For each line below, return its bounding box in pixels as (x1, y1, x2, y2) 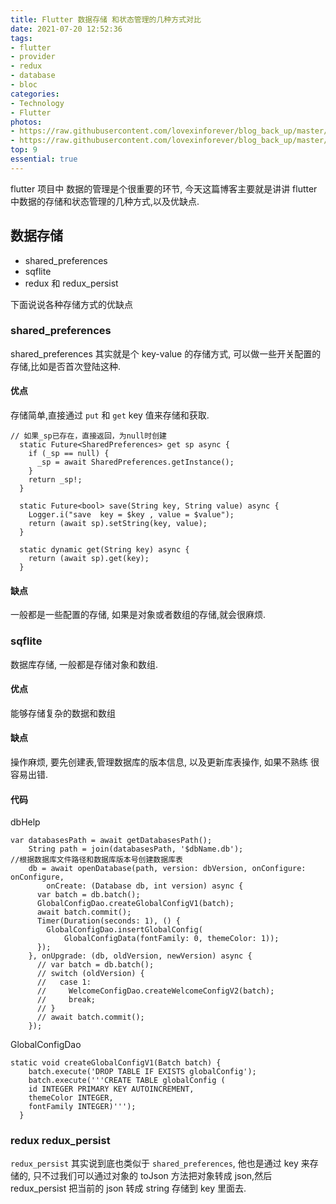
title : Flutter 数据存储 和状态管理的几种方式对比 (10, 14, 202, 25)
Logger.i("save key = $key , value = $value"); (28, 510, 235, 520)
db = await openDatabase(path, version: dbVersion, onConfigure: (28, 864, 307, 874)
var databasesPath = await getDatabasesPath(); (10, 836, 213, 846)
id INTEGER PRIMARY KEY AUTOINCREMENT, (28, 1084, 195, 1095)
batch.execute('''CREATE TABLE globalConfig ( (28, 1076, 226, 1086)
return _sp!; (28, 475, 83, 485)
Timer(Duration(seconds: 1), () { (36, 916, 182, 926)
